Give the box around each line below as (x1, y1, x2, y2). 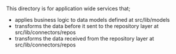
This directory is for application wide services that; (6, 5, 131, 12)
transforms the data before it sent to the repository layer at (14, 23, 159, 29)
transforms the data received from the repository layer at (14, 35, 155, 42)
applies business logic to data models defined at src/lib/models (14, 16, 170, 23)
